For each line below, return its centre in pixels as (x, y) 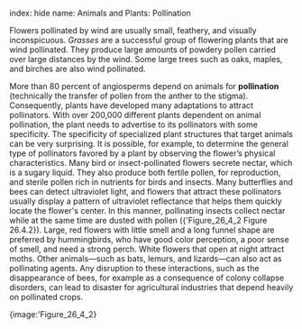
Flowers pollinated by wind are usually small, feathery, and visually (133, 30)
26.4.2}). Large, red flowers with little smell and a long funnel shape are (142, 230)
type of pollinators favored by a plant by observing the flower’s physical (142, 153)
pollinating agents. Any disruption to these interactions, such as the (134, 268)
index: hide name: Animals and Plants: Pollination (100, 13)
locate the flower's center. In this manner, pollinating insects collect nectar (147, 210)
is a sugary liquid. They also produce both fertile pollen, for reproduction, (145, 172)
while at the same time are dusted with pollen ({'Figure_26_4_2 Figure (138, 220)
